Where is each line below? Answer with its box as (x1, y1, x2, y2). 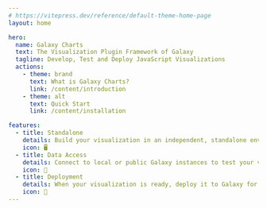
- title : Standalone (15, 129, 83, 137)
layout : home (8, 19, 52, 27)
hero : (8, 33, 26, 41)
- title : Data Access (15, 151, 87, 159)
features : (8, 121, 41, 129)
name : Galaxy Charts (15, 40, 83, 48)
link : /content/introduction (29, 85, 126, 93)
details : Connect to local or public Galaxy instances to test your (22, 158, 254, 167)
